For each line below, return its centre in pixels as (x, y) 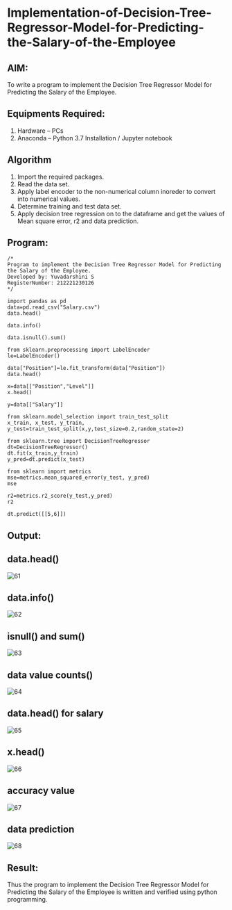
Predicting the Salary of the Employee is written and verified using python (112, 892)
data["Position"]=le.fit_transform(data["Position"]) (87, 368)
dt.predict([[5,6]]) (37, 514)
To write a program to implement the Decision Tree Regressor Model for (110, 84)
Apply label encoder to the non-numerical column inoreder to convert (116, 191)
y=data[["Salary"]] (35, 405)
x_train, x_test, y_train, (46, 423)
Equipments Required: (56, 114)
